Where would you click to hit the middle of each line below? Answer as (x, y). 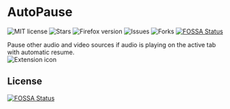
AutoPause (40, 12)
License (25, 82)
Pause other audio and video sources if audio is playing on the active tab (112, 44)
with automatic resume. (41, 52)
